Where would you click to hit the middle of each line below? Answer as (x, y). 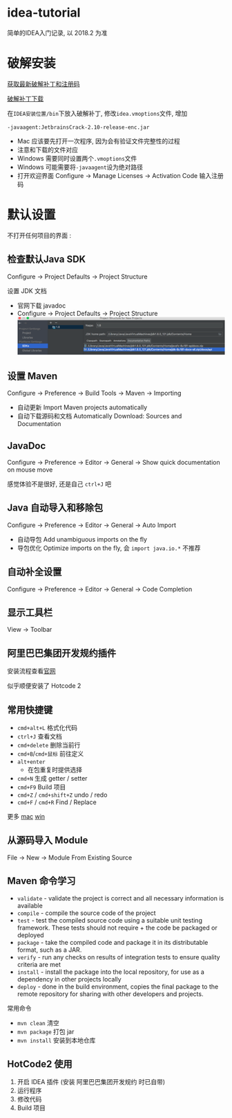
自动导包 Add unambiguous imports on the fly (82, 539)
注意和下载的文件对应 (47, 150)
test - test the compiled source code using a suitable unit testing (109, 920)
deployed (30, 935)
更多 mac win (26, 817)
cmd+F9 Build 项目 (41, 787)
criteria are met (39, 964)
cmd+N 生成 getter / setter (52, 779)
